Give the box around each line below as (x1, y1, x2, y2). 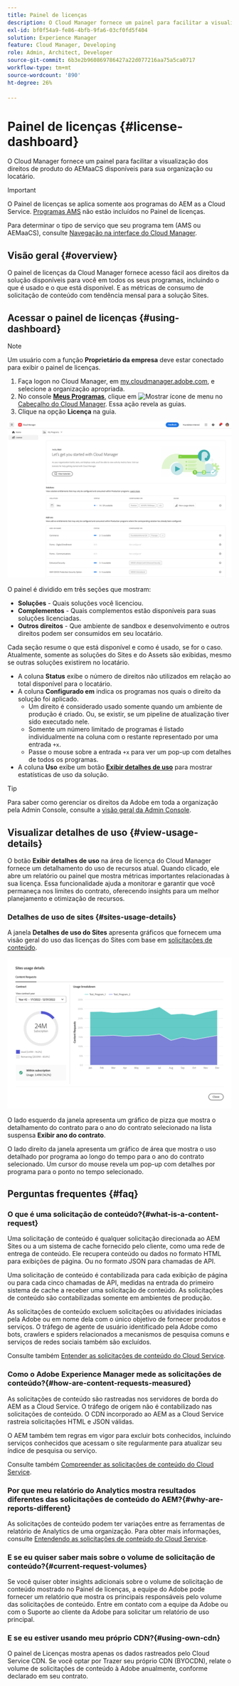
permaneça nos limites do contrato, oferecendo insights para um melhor (7, 887, 219, 895)
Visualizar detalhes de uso (7, 826, 128, 838)
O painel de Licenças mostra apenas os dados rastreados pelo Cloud (7, 1649, 210, 1657)
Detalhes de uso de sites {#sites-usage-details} (7, 913, 177, 922)
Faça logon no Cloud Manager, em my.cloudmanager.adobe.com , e (17, 376, 215, 385)
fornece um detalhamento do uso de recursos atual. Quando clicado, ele (7, 864, 220, 873)
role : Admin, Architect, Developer (7, 49, 113, 56)
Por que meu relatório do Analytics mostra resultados (7, 1485, 196, 1495)
